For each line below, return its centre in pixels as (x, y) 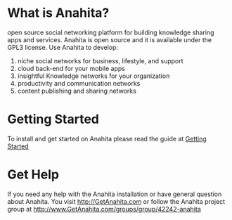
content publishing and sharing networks (77, 91)
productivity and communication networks (79, 83)
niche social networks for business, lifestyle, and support (101, 60)
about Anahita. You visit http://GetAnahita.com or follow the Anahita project (116, 201)
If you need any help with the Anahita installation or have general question (115, 194)
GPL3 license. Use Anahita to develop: (63, 47)
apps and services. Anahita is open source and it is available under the (110, 39)
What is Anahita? (58, 13)
